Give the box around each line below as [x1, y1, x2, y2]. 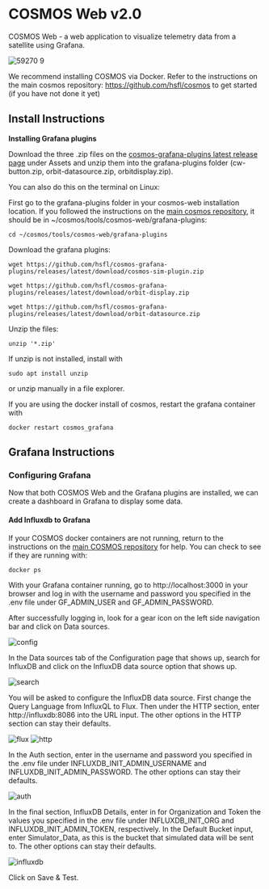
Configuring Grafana [8, 470, 91, 481]
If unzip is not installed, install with [8, 353, 123, 364]
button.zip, [8, 166, 44, 176]
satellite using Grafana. [8, 40, 85, 49]
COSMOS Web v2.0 [8, 5, 142, 23]
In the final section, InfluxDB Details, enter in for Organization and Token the [8, 807, 261, 816]
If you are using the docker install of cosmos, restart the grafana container [8, 399, 256, 409]
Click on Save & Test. [8, 872, 79, 882]
